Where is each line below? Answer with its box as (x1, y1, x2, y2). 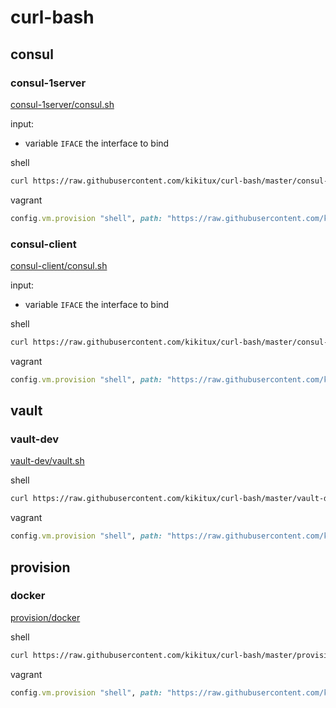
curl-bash (10, 6, 95, 29)
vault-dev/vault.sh (10, 455, 85, 467)
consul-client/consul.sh (10, 259, 108, 271)
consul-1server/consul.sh (10, 98, 115, 110)
